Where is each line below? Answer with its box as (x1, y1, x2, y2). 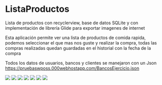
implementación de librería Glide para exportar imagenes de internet (5, 25, 145, 31)
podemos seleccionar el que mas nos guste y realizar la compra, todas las (5, 40, 157, 45)
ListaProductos (5, 3, 70, 15)
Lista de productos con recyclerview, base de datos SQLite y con (5, 20, 138, 26)
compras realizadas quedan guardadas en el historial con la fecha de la (5, 45, 152, 51)
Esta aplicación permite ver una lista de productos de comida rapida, (5, 35, 146, 41)
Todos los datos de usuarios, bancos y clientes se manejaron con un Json (5, 60, 157, 66)
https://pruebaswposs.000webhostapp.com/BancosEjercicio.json (5, 65, 140, 71)
